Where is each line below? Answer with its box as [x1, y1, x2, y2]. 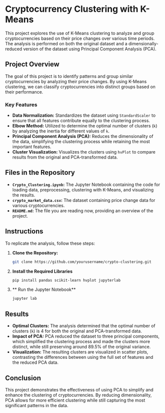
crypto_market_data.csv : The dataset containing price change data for [12, 197, 156, 203]
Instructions [5, 227, 43, 236]
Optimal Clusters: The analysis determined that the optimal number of [12, 323, 156, 329]
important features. [12, 144, 52, 150]
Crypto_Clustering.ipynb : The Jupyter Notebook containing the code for [12, 181, 160, 188]
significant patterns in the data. [5, 402, 68, 408]
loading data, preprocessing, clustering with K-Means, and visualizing [12, 187, 154, 192]
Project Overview [5, 60, 60, 68]
